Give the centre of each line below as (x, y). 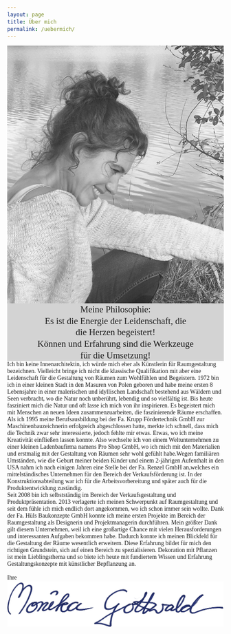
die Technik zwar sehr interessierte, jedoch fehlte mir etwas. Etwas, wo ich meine (105, 433)
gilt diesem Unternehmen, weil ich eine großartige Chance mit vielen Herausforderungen (114, 529)
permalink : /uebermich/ (41, 29)
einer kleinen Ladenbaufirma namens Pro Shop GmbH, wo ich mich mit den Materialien (113, 446)
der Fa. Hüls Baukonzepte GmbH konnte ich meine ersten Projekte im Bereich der (106, 515)
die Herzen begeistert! (115, 332)
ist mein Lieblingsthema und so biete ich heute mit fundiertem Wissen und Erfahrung (110, 557)
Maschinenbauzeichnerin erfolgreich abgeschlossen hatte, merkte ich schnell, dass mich (113, 426)
